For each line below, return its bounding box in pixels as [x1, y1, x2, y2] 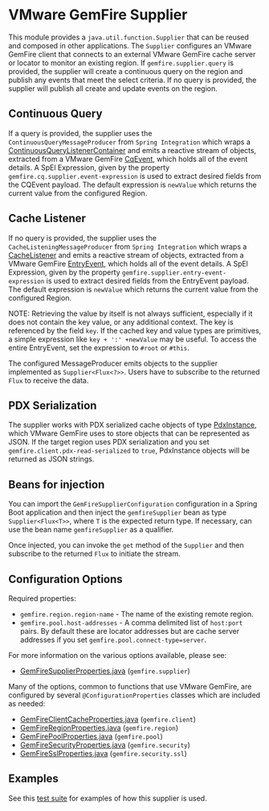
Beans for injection [8, 478, 105, 491]
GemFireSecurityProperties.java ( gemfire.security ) [19, 740, 191, 750]
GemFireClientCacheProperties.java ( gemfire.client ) [19, 714, 197, 724]
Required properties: [8, 594, 76, 603]
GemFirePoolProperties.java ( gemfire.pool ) [19, 731, 163, 741]
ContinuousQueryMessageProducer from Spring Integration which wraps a [8, 137, 251, 147]
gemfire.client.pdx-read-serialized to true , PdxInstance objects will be [8, 445, 251, 456]
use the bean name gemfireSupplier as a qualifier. [8, 525, 174, 535]
